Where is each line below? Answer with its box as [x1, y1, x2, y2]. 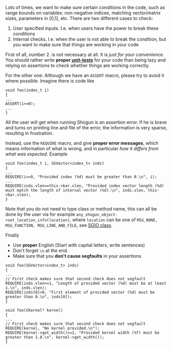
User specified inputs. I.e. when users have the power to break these [12, 25, 159, 31]
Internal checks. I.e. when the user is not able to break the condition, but [12, 36, 166, 42]
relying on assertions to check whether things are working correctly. [5, 63, 150, 68]
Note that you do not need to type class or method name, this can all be [5, 206, 157, 212]
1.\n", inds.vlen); [5, 285, 47, 290]
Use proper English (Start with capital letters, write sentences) [12, 242, 145, 248]
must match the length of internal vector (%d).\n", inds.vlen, [5, 188, 146, 193]
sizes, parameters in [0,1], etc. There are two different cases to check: [5, 15, 153, 21]
